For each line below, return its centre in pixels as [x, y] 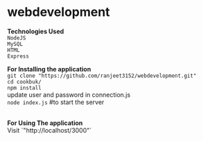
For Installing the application [49, 69]
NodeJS [17, 38]
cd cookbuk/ [24, 82]
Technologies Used [36, 31]
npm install [24, 88]
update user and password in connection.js [69, 94]
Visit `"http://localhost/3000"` [50, 130]
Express [18, 56]
